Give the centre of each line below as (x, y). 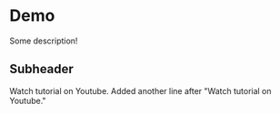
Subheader (42, 69)
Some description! (44, 41)
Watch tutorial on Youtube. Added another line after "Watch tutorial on (140, 90)
